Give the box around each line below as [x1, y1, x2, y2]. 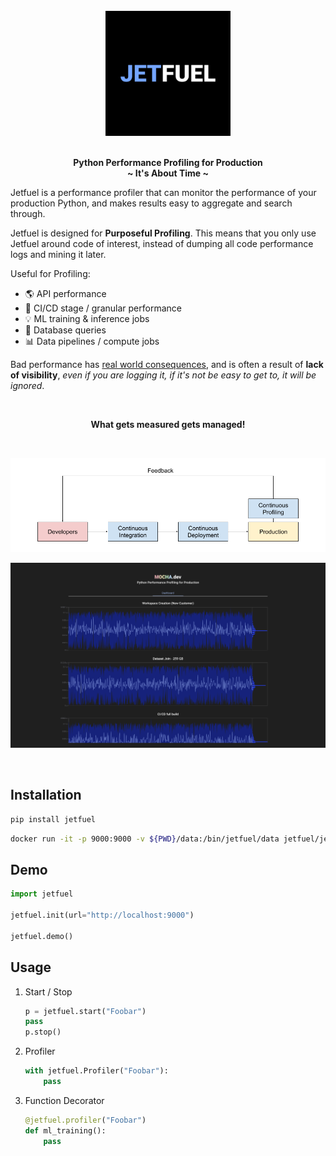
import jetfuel [10, 889, 74, 899]
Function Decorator [24, 1094, 105, 1106]
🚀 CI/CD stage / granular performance [24, 302, 182, 314]
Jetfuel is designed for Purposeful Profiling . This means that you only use [10, 227, 317, 239]
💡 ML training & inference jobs [24, 313, 150, 324]
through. [10, 208, 46, 219]
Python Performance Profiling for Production [73, 157, 263, 168]
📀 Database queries [24, 324, 107, 336]
